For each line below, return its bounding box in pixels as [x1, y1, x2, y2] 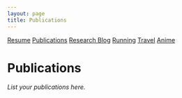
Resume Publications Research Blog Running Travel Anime [7, 35, 176, 44]
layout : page [7, 10, 45, 17]
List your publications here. [7, 83, 86, 91]
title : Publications [7, 17, 68, 24]
